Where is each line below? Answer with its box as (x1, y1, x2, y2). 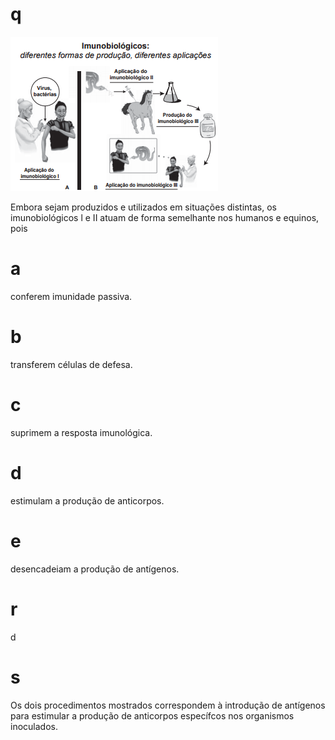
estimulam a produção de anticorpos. (10, 494, 165, 507)
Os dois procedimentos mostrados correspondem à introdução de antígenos (10, 699, 326, 711)
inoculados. (10, 720, 58, 732)
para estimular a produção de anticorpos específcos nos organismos (10, 709, 295, 722)
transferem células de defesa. (10, 358, 133, 370)
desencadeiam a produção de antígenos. (10, 563, 180, 575)
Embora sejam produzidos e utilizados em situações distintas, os (10, 201, 278, 213)
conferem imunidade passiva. (10, 290, 133, 302)
